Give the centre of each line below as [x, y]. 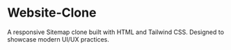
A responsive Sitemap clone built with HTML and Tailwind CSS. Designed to [116, 32]
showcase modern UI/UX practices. [58, 39]
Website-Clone [52, 13]
